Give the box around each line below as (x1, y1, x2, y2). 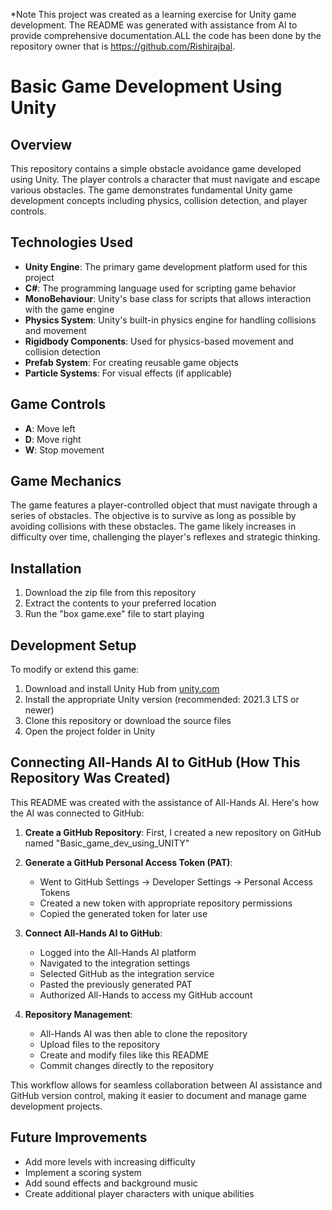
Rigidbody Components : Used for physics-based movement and (24, 335, 294, 347)
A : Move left (24, 422, 76, 434)
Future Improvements (10, 1129, 148, 1146)
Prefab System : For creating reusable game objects (24, 356, 239, 368)
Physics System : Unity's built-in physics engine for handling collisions (24, 314, 317, 326)
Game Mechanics (10, 473, 122, 490)
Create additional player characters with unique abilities (24, 1187, 255, 1199)
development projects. (10, 1100, 103, 1112)
